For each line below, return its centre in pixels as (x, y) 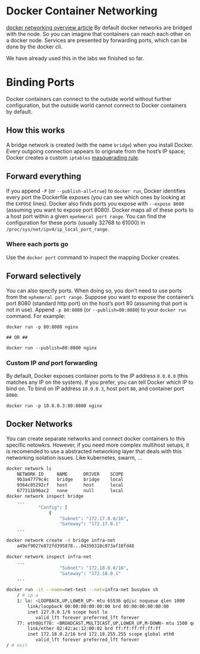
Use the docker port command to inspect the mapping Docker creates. (93, 257)
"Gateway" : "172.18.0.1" (90, 573)
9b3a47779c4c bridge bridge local (70, 479)
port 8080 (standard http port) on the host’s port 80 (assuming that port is (97, 303)
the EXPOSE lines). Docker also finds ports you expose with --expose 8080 (95, 203)
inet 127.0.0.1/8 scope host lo (68, 612)
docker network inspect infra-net (49, 557)
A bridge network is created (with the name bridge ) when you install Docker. (100, 145)
